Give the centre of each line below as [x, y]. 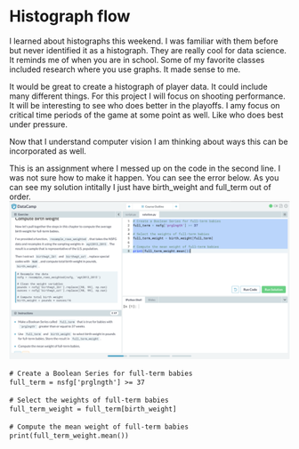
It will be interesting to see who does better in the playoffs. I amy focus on [145, 105]
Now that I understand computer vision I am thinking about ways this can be [149, 141]
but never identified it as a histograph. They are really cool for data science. [148, 50]
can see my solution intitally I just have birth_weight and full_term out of [140, 187]
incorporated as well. [48, 151]
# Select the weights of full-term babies [89, 401]
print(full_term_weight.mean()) [69, 436]
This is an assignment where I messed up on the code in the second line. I [145, 168]
